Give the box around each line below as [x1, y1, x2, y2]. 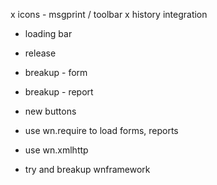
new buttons [24, 105, 77, 117]
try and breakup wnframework [24, 164, 151, 175]
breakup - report [24, 86, 94, 98]
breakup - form [24, 67, 88, 78]
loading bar [24, 28, 73, 39]
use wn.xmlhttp [24, 144, 89, 156]
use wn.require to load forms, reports [24, 125, 179, 136]
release [24, 47, 57, 59]
